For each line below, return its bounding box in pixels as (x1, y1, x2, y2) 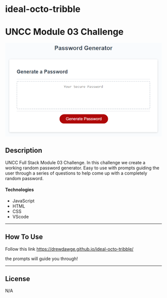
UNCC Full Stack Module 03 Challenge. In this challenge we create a (5, 159, 146, 165)
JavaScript (12, 198, 35, 203)
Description (5, 146, 42, 155)
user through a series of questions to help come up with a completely (5, 170, 148, 176)
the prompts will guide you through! (5, 255, 78, 262)
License (5, 275, 30, 283)
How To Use (5, 233, 43, 241)
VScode (12, 213, 29, 219)
